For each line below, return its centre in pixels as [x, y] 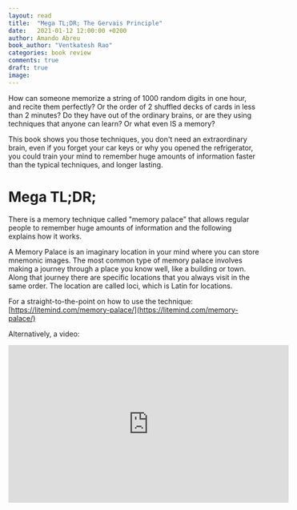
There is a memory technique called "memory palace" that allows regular [129, 219]
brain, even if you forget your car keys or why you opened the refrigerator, [131, 147]
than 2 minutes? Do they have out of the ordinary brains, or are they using [130, 115]
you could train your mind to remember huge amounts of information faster [132, 156]
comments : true [34, 61]
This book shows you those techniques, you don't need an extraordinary [128, 139]
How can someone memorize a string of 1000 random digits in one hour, [127, 98]
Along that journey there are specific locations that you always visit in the [129, 277]
